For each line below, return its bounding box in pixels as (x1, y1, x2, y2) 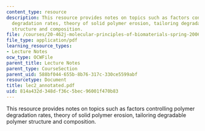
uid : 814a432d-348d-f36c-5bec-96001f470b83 (6, 88, 119, 94)
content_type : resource (6, 9, 67, 15)
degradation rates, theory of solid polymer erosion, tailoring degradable (6, 111, 187, 119)
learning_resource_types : (6, 43, 72, 49)
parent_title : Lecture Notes (6, 60, 81, 66)
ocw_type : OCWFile (6, 54, 53, 60)
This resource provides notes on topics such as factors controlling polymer (6, 105, 195, 112)
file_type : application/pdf (6, 37, 78, 43)
